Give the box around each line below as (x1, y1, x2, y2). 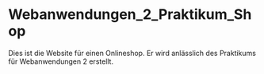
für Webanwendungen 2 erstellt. (8, 57, 113, 66)
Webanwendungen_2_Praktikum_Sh (8, 6, 252, 24)
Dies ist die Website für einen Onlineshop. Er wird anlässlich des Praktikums (8, 48, 256, 57)
